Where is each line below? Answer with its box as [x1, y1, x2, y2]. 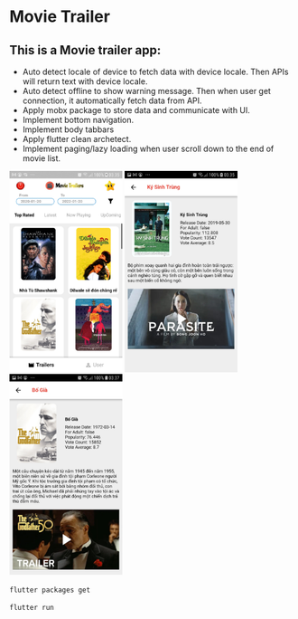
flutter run [9, 604, 54, 613]
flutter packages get [9, 586, 91, 595]
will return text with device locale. [22, 76, 148, 87]
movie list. [22, 153, 61, 164]
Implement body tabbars [22, 124, 115, 135]
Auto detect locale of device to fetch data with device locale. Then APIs [22, 66, 289, 77]
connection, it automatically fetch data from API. [22, 95, 202, 106]
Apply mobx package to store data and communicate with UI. [22, 105, 251, 115]
